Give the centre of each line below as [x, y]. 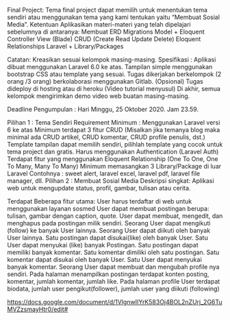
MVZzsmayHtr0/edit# [38, 309]
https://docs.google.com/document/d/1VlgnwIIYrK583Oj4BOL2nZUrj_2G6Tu [115, 302]
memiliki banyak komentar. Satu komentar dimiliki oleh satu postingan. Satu [113, 252]
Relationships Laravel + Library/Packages [65, 46]
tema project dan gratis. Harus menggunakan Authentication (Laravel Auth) [113, 151]
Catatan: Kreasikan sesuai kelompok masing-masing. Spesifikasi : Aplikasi [112, 60]
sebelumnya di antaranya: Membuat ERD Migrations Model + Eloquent [106, 32]
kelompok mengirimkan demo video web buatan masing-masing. [99, 96]
